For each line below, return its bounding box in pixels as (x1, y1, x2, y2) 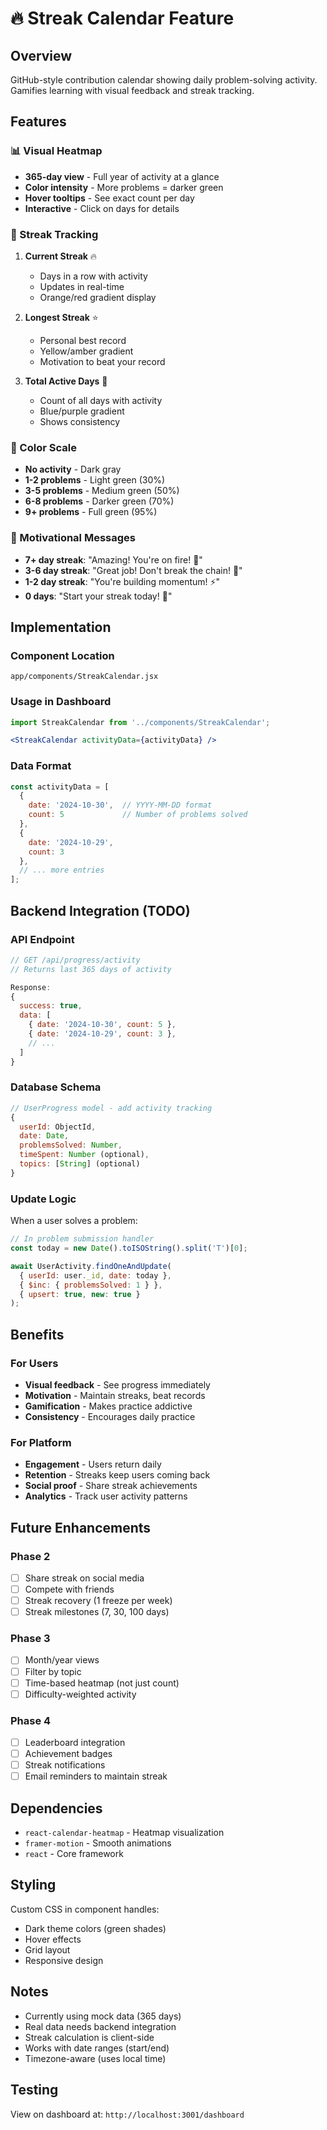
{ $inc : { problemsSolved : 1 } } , (19, 1280, 163, 1290)
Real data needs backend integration (24, 2020, 177, 2032)
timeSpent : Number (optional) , (19, 1150, 150, 1160)
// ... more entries (19, 865, 105, 876)
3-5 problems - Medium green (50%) (24, 485, 180, 497)
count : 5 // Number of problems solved (28, 810, 248, 820)
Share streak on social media (24, 1572, 145, 1584)
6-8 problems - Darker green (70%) (24, 495, 175, 507)
